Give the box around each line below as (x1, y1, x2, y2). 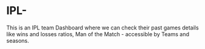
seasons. (6, 37, 29, 44)
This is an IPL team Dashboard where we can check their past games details (6, 24, 199, 31)
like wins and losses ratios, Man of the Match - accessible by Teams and (6, 30, 190, 37)
